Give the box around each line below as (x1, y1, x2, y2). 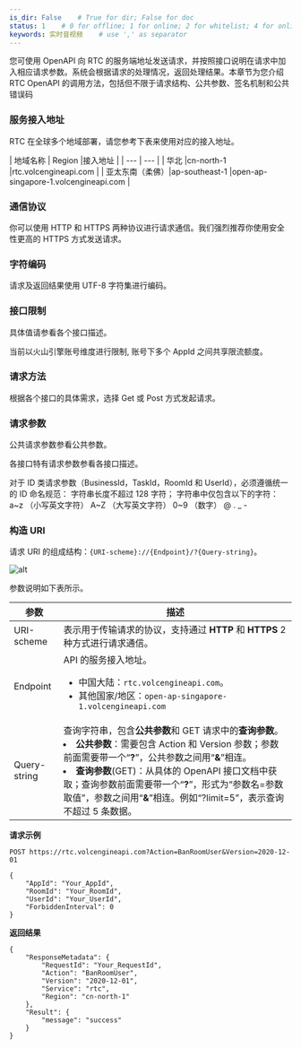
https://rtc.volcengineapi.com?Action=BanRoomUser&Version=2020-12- (29, 848, 291, 857)
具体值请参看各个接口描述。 (9, 326, 112, 337)
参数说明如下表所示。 (9, 583, 88, 594)
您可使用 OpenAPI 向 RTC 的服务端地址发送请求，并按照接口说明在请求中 (9, 56, 279, 66)
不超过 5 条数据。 (63, 805, 137, 818)
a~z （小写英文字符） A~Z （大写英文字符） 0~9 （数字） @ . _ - (9, 499, 248, 511)
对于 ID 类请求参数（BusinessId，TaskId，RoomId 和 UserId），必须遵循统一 (9, 477, 288, 489)
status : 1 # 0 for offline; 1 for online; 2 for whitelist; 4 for (9, 22, 275, 30)
